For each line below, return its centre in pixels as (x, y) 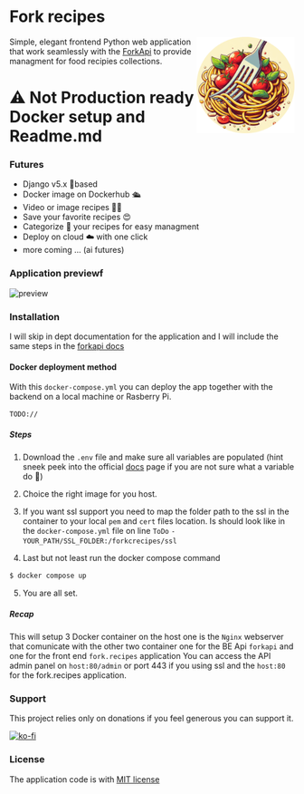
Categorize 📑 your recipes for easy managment (110, 227)
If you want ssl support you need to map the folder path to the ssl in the (156, 512)
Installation (35, 316)
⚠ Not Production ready (102, 98)
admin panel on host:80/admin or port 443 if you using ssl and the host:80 (147, 666)
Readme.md (56, 136)
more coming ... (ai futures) (73, 250)
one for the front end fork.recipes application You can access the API (140, 656)
